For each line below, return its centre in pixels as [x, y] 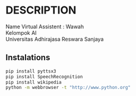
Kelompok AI [21, 32]
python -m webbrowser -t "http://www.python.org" [68, 88]
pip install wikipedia [34, 82]
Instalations [28, 57]
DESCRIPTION [41, 10]
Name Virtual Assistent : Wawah [45, 27]
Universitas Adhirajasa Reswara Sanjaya [55, 39]
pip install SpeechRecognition [44, 77]
